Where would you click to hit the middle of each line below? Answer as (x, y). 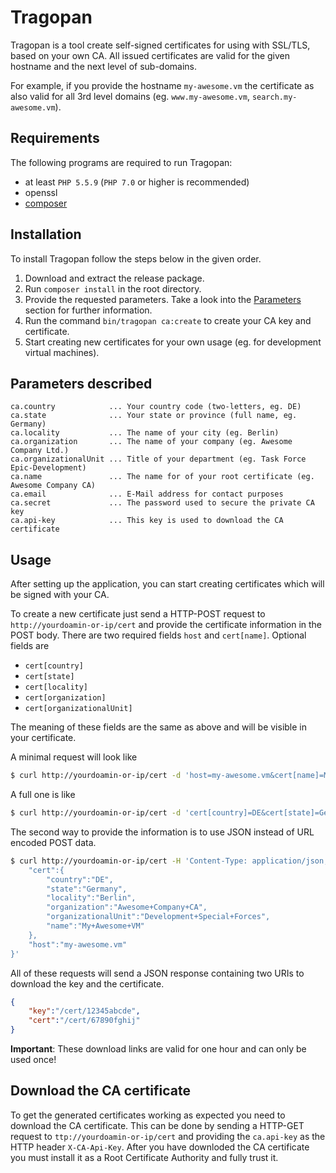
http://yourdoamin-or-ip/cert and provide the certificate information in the (166, 625)
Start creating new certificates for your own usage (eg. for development (173, 342)
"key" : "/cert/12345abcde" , (84, 1011)
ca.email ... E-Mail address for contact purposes (147, 494)
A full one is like (43, 795)
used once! (33, 1060)
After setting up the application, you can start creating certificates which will (167, 584)
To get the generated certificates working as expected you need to (148, 1115)
